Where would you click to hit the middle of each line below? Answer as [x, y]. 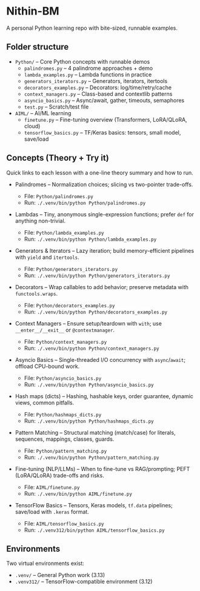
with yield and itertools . [47, 257]
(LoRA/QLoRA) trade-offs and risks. [59, 475]
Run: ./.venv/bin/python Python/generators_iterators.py [97, 275]
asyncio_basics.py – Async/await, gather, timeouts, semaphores [104, 100]
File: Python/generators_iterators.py [71, 269]
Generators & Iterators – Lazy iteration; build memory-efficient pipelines [105, 250]
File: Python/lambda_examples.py [64, 232]
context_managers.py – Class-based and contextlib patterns [98, 94]
